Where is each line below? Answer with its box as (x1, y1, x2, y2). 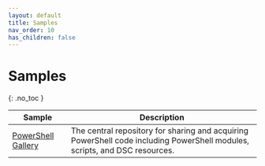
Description (139, 112, 185, 123)
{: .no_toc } (8, 94, 44, 103)
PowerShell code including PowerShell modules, (70, 135, 250, 146)
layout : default (8, 11, 62, 20)
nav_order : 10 (8, 26, 55, 34)
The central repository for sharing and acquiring (70, 125, 249, 136)
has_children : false (8, 33, 77, 42)
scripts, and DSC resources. (70, 145, 175, 156)
